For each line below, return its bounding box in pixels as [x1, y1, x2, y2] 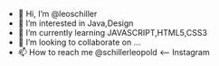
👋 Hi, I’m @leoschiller [17, 9, 98, 19]
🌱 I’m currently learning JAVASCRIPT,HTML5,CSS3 [17, 28, 208, 37]
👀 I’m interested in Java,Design [17, 18, 134, 29]
